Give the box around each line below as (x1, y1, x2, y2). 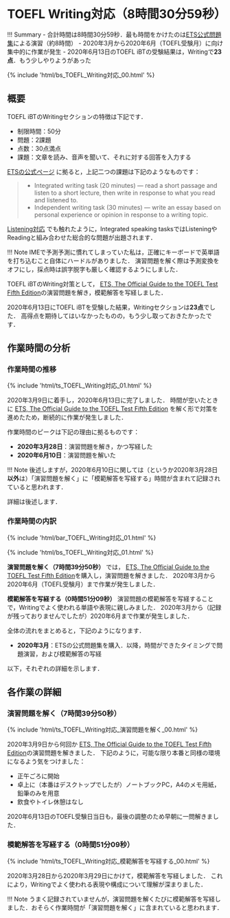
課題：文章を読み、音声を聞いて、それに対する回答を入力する (16, 153, 192, 161)
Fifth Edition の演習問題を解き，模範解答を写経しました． (7, 288, 167, 297)
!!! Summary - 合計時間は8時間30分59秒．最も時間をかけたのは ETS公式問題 (7, 30, 222, 39)
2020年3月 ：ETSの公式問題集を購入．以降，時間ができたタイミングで (16, 641, 217, 649)
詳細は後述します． (7, 498, 62, 506)
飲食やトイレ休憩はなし (16, 798, 84, 806)
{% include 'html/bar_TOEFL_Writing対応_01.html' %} (7, 533, 157, 542)
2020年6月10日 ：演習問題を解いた (16, 451, 116, 460)
